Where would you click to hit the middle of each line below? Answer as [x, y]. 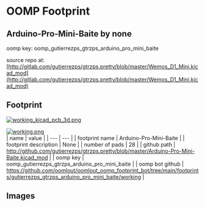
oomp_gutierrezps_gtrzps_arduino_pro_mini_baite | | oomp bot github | [95, 164]
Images [21, 196]
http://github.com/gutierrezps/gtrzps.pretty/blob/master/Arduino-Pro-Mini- [101, 151]
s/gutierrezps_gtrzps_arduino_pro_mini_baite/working [74, 177]
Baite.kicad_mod [27, 157]
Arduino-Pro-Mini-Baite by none [69, 34]
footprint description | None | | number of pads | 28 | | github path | [91, 144]
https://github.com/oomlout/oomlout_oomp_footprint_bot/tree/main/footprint [103, 170]
